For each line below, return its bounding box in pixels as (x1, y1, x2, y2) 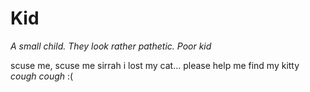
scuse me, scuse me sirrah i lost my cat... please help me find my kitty (10, 59, 300, 71)
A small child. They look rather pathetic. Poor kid (10, 40, 212, 52)
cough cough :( (10, 70, 74, 82)
